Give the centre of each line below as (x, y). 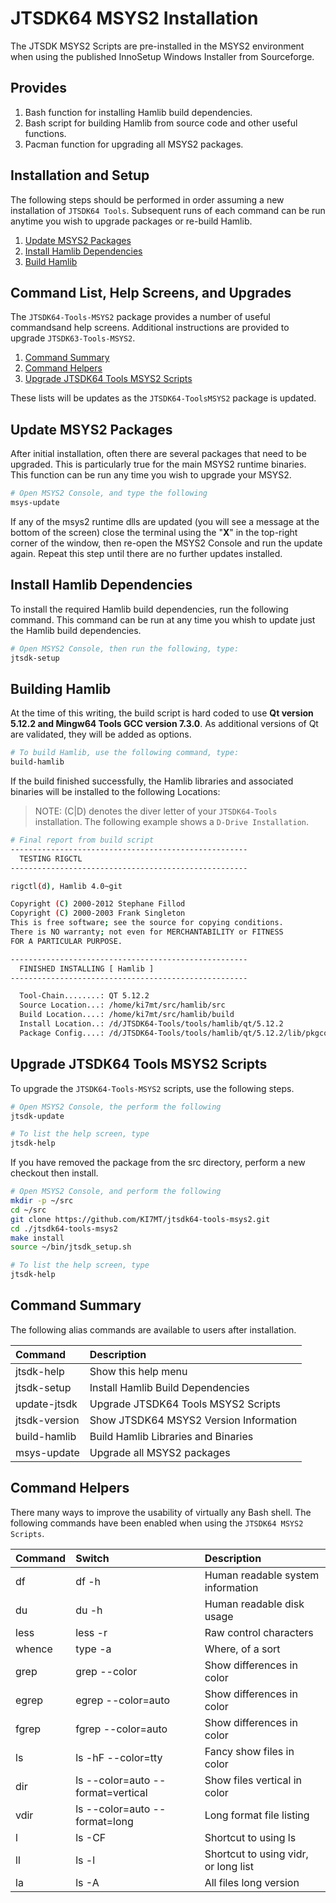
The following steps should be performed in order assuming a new (147, 199)
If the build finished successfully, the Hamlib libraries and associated (152, 781)
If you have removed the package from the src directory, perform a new (158, 1163)
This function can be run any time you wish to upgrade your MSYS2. (151, 475)
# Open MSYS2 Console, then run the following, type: (125, 648)
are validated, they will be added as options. (101, 734)
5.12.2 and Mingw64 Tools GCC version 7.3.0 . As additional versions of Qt (164, 724)
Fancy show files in (249, 1751)
